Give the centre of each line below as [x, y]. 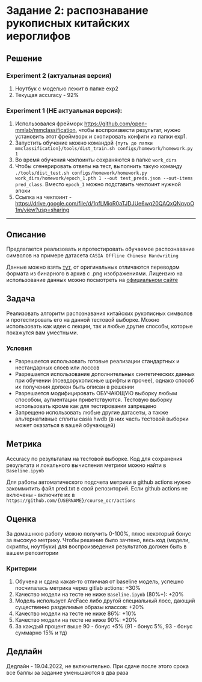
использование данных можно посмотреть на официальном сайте [92, 280]
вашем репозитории [32, 552]
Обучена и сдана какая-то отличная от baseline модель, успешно [99, 581]
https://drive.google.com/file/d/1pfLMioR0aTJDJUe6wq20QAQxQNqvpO [105, 204]
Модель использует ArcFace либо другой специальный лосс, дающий [105, 601]
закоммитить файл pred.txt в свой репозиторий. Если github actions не [97, 488]
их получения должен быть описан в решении [74, 387]
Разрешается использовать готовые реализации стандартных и [97, 361]
